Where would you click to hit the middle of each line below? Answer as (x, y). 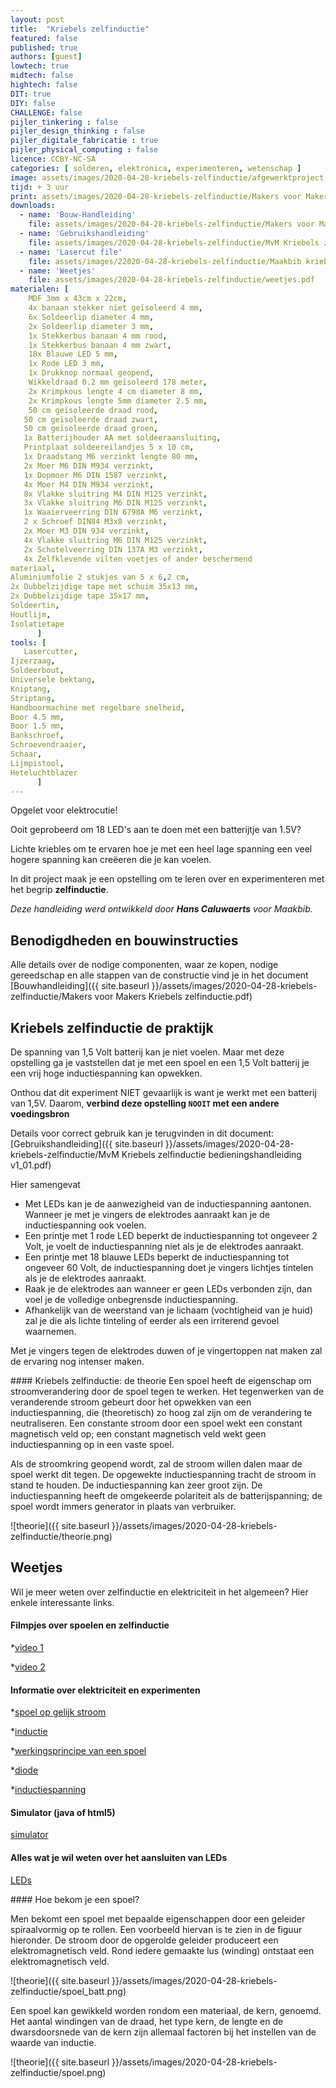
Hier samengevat (45, 1184)
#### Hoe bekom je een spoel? (75, 1899)
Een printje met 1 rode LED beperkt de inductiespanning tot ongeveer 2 (171, 1235)
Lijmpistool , (37, 763)
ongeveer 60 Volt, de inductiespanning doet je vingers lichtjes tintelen (169, 1267)
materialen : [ (40, 289)
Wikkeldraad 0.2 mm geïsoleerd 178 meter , (118, 382)
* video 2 (28, 1667)
